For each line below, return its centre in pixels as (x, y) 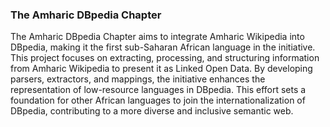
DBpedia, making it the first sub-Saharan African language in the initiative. (163, 47)
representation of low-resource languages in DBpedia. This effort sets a (158, 90)
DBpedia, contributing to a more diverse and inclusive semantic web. (152, 111)
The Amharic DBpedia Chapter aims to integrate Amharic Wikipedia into (157, 37)
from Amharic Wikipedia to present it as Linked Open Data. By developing (161, 69)
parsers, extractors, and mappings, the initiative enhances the (138, 79)
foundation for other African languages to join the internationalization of (158, 100)
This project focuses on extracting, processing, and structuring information (165, 58)
